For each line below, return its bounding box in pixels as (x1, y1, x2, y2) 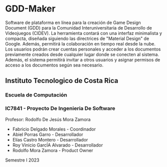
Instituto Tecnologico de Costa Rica (5, 76, 118, 85)
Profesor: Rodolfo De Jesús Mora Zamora (5, 116, 91, 122)
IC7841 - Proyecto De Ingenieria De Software (5, 105, 115, 112)
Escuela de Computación (5, 91, 67, 98)
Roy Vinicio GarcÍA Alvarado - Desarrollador (12, 142, 103, 148)
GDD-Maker (5, 3, 56, 14)
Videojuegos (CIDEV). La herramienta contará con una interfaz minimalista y (5, 30, 162, 36)
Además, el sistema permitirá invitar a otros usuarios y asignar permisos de (5, 56, 160, 62)
